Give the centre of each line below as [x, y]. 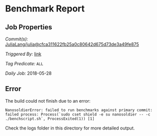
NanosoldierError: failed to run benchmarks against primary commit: [79, 110]
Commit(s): [17, 39]
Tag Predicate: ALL [24, 64]
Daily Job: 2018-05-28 [28, 73]
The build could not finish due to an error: [48, 101]
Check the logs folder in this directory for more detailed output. [70, 128]
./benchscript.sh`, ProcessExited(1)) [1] [50, 119]
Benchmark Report [45, 9]
